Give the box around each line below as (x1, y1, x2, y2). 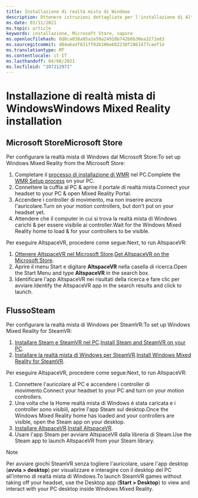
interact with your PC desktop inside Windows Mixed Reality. (6, 486, 154, 493)
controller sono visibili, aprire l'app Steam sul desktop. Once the (14, 406, 169, 413)
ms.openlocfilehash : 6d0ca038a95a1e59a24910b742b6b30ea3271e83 (6, 36, 165, 42)
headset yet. (14, 209, 45, 216)
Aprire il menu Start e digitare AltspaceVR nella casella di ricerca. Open (14, 263, 187, 270)
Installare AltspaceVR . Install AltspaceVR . (14, 425, 113, 432)
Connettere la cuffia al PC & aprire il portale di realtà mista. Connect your (14, 184, 190, 191)
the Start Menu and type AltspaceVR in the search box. (14, 270, 150, 277)
